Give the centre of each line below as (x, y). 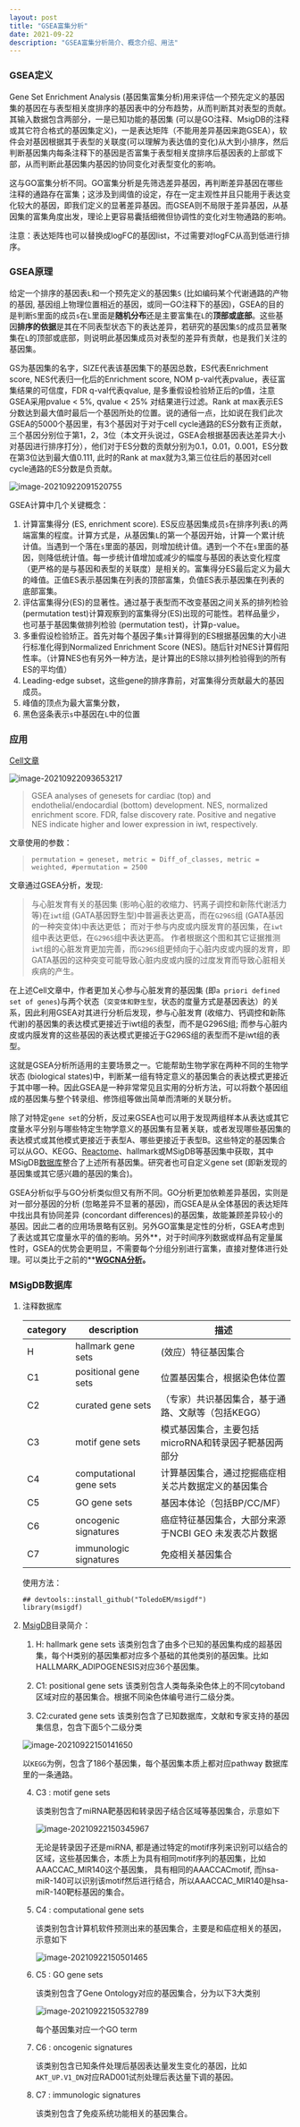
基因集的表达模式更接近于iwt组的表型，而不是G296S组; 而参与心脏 (158, 1024)
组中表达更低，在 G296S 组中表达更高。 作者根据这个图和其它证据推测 (156, 938)
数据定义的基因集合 (228, 1487)
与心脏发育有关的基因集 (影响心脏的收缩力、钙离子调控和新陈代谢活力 (159, 904)
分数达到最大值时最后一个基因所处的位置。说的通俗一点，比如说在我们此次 (146, 412)
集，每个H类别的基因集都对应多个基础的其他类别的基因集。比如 (152, 1656)
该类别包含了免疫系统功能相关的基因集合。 (114, 2114)
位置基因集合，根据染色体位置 (223, 1378)
